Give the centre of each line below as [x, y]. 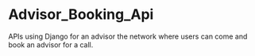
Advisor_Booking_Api [81, 15]
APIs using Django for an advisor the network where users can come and [128, 36]
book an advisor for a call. [51, 44]
